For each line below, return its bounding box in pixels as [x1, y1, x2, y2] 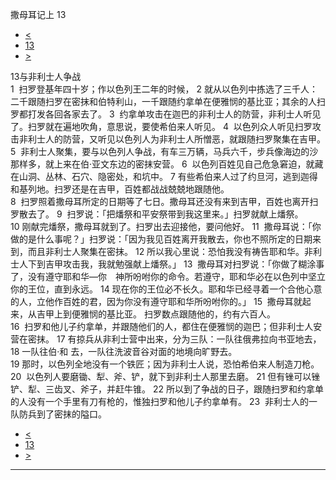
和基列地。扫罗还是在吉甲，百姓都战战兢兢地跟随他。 [10, 183, 230, 195]
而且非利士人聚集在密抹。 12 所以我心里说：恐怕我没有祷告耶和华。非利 [27, 246, 323, 257]
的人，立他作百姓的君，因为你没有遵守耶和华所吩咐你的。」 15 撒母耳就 [10, 296, 303, 307]
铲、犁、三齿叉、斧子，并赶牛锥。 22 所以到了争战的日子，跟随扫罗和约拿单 [10, 383, 324, 395]
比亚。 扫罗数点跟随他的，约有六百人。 [114, 308, 276, 320]
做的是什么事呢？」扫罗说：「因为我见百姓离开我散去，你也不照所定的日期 [10, 233, 313, 245]
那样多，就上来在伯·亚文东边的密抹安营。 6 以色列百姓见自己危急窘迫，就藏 [10, 158, 324, 170]
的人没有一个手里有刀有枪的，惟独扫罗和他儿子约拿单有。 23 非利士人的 [10, 396, 309, 407]
